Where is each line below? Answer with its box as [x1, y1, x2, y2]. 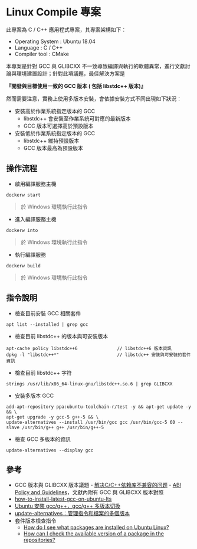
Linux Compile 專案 [6, 5, 101, 19]
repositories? [23, 537, 55, 544]
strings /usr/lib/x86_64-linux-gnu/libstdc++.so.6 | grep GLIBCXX [6, 381, 173, 387]
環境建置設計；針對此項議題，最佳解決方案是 [16, 70, 125, 77]
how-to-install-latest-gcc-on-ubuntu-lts [14, 495, 112, 502]
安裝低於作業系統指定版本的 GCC [14, 129, 96, 136]
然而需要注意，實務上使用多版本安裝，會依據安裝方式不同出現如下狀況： [6, 95, 182, 102]
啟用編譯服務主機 [14, 180, 57, 187]
